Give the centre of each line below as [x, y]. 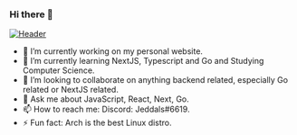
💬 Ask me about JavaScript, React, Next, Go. [106, 99]
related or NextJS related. [71, 90]
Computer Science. [58, 70]
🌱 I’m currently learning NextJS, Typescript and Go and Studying [143, 61]
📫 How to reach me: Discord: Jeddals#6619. [106, 109]
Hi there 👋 [32, 14]
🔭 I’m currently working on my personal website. [113, 51]
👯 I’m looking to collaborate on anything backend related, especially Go [155, 80]
